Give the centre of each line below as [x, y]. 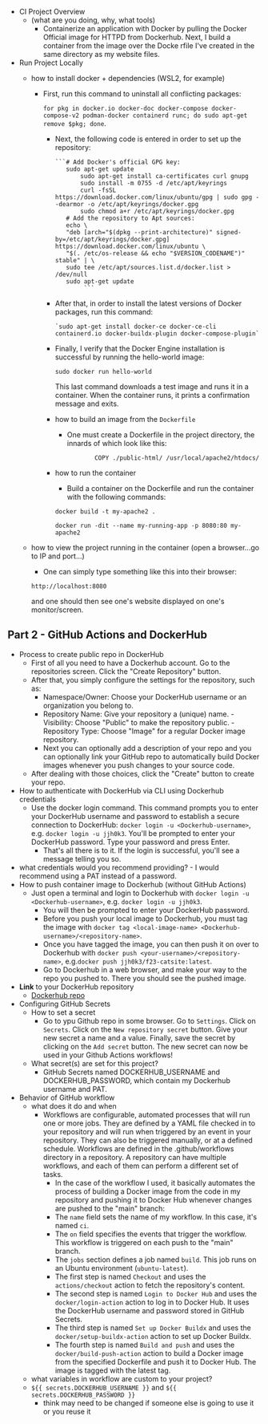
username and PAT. [75, 1089]
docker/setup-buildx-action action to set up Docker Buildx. [153, 1336]
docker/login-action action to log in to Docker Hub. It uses [152, 1302]
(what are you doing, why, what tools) [93, 20]
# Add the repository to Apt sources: [130, 218]
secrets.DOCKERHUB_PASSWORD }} [83, 1395]
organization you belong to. [88, 705]
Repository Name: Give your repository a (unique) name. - [138, 714]
